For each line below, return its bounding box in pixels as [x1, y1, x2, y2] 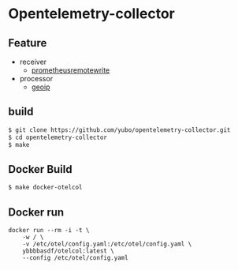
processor [19, 74, 54, 83]
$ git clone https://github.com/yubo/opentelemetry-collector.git [8, 126, 231, 134]
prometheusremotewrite [31, 66, 110, 75]
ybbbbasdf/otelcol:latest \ [22, 246, 114, 255]
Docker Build [8, 163, 73, 176]
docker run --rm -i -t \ [8, 226, 90, 234]
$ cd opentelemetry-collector [8, 133, 108, 141]
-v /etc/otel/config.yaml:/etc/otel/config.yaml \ [22, 240, 192, 248]
